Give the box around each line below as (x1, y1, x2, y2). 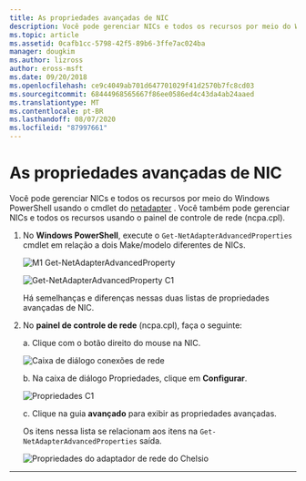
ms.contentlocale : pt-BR (9, 107, 104, 116)
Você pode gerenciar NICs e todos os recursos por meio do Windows (9, 192, 270, 203)
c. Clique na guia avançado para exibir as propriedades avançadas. (22, 407, 278, 419)
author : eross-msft (9, 65, 84, 74)
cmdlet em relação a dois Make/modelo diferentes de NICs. (22, 239, 246, 251)
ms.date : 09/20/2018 (9, 73, 88, 82)
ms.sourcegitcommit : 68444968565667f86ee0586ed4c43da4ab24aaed (9, 89, 255, 98)
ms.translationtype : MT (9, 97, 100, 107)
